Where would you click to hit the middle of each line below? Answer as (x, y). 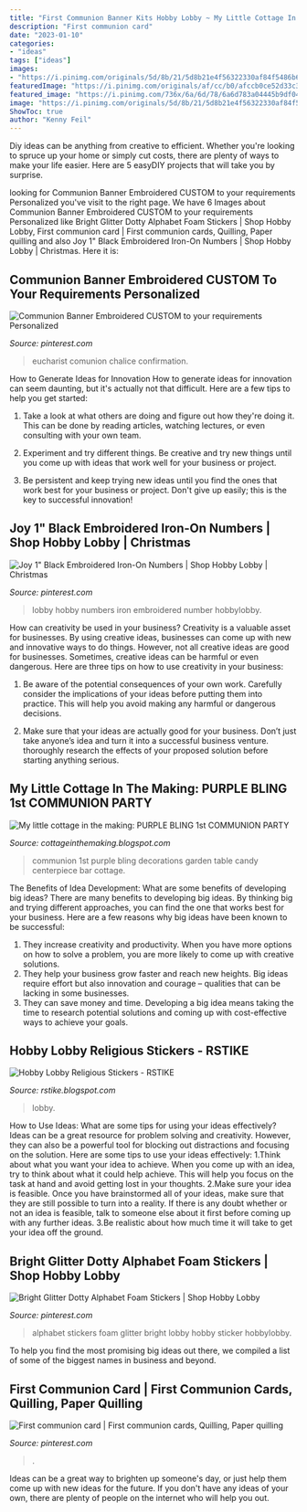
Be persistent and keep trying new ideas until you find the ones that (150, 480)
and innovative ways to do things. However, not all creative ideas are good (149, 647)
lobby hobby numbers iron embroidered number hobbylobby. (147, 609)
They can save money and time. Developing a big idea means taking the (158, 1002)
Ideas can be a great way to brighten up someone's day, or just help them (148, 1478)
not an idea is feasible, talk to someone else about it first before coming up (150, 1213)
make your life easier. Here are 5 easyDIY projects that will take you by (143, 165)
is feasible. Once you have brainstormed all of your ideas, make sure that (147, 1194)
